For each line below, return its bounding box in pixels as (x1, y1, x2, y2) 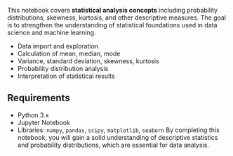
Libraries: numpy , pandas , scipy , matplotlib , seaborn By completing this (17, 126, 220, 134)
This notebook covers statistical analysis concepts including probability (7, 6, 218, 14)
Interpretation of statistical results (17, 72, 116, 80)
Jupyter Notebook (17, 118, 70, 126)
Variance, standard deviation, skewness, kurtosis (17, 57, 159, 65)
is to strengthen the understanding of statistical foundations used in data (7, 21, 218, 29)
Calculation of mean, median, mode (17, 49, 121, 58)
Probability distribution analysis (17, 65, 109, 72)
